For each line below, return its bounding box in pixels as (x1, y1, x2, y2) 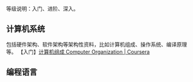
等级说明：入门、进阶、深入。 (6, 5, 78, 12)
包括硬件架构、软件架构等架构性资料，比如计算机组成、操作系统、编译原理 (6, 41, 187, 48)
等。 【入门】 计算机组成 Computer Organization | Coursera (6, 48, 150, 55)
